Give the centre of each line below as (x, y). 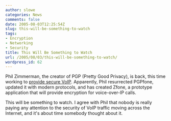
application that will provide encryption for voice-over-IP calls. (71, 93)
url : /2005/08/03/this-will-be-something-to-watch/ (61, 57)
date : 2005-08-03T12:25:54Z (35, 24)
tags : (11, 34)
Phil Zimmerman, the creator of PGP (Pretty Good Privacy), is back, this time (86, 76)
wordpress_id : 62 (24, 62)
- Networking (19, 43)
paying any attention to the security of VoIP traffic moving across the (78, 108)
